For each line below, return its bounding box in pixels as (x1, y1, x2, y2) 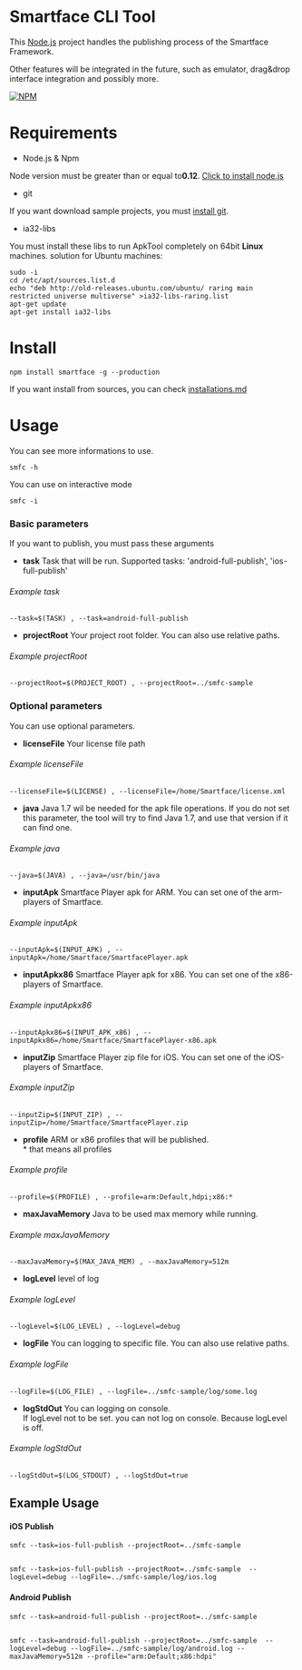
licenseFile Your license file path (22, 738, 146, 749)
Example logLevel (9, 1293, 75, 1304)
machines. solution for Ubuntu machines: (9, 250, 163, 260)
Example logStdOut (9, 1443, 82, 1454)
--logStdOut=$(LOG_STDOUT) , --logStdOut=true (9, 1470, 189, 1480)
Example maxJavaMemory (9, 1229, 111, 1240)
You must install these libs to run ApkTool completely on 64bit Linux (9, 241, 264, 251)
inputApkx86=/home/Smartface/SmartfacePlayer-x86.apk (9, 1036, 218, 1045)
